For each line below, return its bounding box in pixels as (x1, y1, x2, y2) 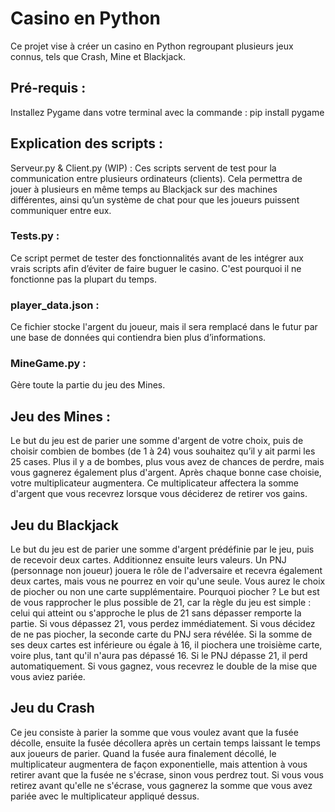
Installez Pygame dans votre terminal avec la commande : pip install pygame (10, 106, 325, 118)
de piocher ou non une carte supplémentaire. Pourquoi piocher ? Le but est (10, 586, 320, 598)
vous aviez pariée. (10, 671, 86, 683)
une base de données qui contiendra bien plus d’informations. (10, 332, 267, 344)
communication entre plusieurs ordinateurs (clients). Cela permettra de (10, 172, 303, 184)
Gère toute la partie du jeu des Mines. (10, 379, 166, 391)
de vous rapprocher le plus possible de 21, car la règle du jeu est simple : (10, 597, 312, 609)
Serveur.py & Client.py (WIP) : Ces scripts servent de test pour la (10, 162, 277, 174)
